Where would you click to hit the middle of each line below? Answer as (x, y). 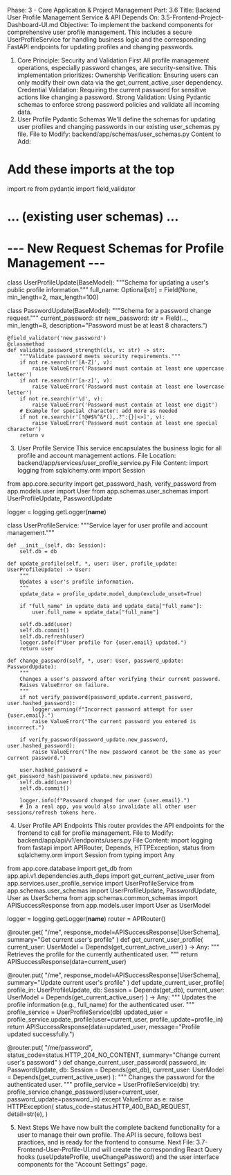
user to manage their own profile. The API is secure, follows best (109, 1135)
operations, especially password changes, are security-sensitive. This (117, 68)
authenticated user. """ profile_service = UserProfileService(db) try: (104, 1085)
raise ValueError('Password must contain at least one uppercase (128, 369)
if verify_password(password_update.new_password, (94, 740)
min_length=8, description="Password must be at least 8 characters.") (107, 326)
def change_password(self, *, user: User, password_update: (96, 661)
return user (37, 649)
